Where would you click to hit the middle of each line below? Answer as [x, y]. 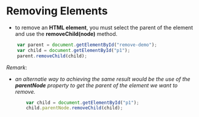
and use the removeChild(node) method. [66, 33]
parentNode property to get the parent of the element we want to [96, 85]
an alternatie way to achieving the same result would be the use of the [103, 79]
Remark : [17, 67]
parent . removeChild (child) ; [52, 56]
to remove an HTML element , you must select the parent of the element [104, 27]
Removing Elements [57, 11]
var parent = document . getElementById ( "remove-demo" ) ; [87, 45]
